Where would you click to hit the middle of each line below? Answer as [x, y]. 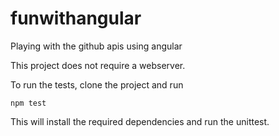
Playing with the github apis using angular [96, 46]
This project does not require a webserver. [98, 65]
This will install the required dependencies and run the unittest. [140, 121]
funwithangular [76, 18]
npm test [28, 103]
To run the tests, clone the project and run [97, 84]
